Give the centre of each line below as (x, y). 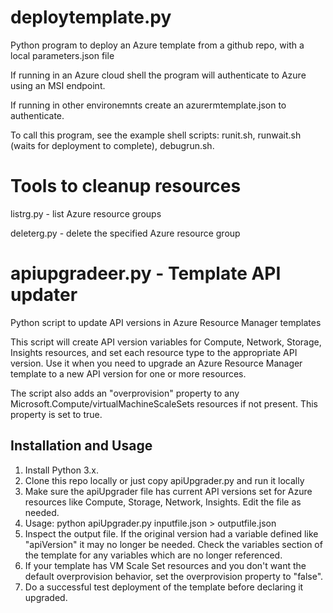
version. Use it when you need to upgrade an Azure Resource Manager (156, 363)
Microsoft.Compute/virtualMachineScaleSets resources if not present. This (164, 403)
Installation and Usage (81, 446)
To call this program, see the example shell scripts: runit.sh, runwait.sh (156, 135)
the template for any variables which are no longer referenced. (153, 555)
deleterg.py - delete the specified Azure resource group (125, 233)
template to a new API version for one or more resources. (128, 373)
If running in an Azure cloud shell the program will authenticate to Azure (158, 75)
